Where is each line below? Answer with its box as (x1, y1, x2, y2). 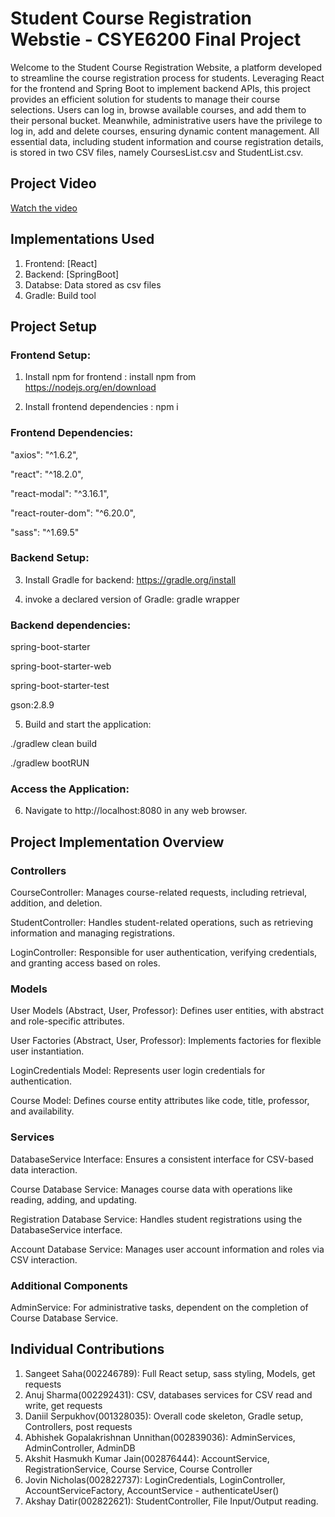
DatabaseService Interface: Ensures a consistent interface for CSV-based (10, 1153, 314, 1165)
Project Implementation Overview (10, 833, 225, 851)
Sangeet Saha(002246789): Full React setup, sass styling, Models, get (24, 1367, 316, 1379)
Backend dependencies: (10, 618, 132, 632)
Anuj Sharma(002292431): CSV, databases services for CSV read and (24, 1388, 313, 1401)
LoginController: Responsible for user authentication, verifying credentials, (10, 947, 318, 959)
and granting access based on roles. (10, 957, 161, 969)
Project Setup (10, 318, 98, 335)
